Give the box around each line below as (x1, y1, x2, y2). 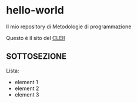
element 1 (14, 78, 38, 85)
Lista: (6, 67, 19, 74)
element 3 (14, 91, 39, 98)
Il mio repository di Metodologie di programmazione (6, 23, 132, 30)
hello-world (6, 4, 65, 17)
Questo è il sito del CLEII (6, 34, 65, 41)
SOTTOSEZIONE (6, 51, 67, 62)
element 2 (14, 85, 39, 92)
